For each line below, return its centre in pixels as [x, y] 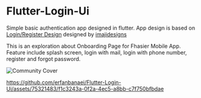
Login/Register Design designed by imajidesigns [66, 34]
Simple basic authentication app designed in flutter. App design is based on [101, 28]
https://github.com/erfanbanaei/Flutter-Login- [64, 82]
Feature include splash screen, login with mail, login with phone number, [97, 52]
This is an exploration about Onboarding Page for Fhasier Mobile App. [94, 46]
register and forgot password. [43, 59]
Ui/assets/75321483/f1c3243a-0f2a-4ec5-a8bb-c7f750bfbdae [85, 88]
